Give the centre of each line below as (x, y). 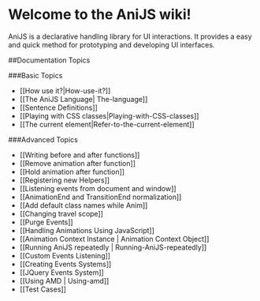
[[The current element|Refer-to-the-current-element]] (107, 124)
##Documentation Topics (49, 60)
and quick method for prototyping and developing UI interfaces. (111, 44)
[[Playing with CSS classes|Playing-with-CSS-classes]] (109, 115)
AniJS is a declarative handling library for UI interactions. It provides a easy (130, 36)
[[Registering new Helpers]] (65, 180)
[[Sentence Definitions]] (59, 107)
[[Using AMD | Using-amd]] (64, 280)
